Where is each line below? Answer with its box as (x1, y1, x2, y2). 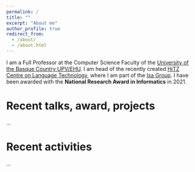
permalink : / (6, 8, 39, 15)
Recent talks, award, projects (6, 99, 155, 113)
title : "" (6, 14, 31, 20)
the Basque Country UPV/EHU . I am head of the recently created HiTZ (6, 65, 180, 72)
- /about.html (11, 43, 47, 49)
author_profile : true (6, 25, 61, 32)
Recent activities (6, 140, 92, 153)
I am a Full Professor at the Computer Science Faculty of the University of (6, 58, 189, 66)
